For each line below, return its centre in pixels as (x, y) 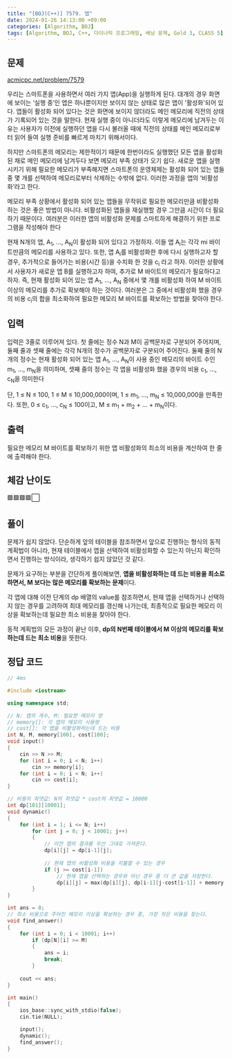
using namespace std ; (38, 703)
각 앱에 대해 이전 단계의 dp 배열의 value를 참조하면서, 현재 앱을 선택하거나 (107, 597)
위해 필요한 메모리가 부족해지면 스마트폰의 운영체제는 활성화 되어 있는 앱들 (125, 170)
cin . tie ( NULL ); (41, 1017)
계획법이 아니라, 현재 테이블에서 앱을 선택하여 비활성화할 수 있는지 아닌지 (105, 550)
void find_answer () (35, 921)
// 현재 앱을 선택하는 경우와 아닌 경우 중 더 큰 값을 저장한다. (135, 876)
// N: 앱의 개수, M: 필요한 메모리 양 (55, 716)
